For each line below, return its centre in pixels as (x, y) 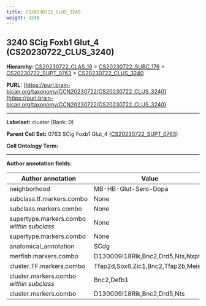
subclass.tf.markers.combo (48, 199)
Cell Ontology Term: (32, 146)
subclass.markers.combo (46, 209)
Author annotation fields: (39, 163)
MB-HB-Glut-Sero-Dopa (131, 189)
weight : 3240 (23, 18)
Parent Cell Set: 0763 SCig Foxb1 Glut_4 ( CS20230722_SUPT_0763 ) (92, 134)
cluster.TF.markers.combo (48, 266)
